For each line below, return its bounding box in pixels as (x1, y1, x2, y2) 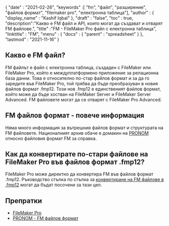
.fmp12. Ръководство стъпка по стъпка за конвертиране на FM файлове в (5, 177, 164, 183)
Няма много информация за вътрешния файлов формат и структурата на (5, 125, 164, 131)
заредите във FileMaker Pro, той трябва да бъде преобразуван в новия (5, 80, 158, 86)
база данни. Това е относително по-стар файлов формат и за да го (5, 75, 150, 81)
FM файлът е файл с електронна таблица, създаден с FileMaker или (5, 64, 151, 70)
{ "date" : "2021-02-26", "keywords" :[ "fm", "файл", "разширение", (5, 5, 147, 10)
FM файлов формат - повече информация (5, 111, 145, 120)
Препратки (5, 196, 42, 205)
